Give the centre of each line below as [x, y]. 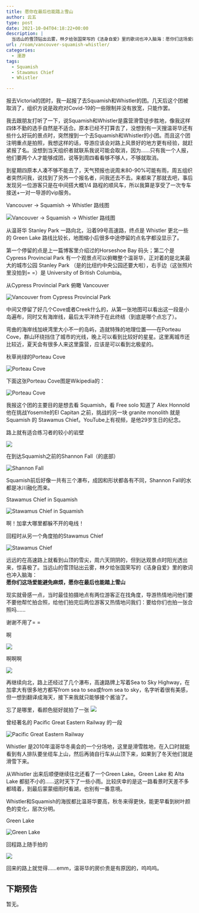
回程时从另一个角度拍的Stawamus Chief [55, 536]
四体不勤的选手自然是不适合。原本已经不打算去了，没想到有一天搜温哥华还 [97, 128]
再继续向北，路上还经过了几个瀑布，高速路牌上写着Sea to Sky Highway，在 [98, 682]
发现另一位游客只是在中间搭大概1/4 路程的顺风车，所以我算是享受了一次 [94, 185]
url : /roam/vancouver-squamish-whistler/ [58, 45]
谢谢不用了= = [23, 622]
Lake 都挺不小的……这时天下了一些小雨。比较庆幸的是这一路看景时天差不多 [98, 781]
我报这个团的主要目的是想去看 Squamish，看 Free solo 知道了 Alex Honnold [98, 405]
